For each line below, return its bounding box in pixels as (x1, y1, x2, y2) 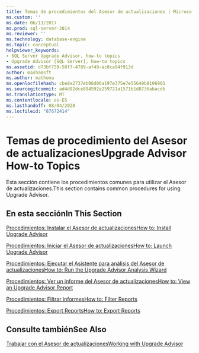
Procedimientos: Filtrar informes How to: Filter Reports (6, 295, 138, 303)
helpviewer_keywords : (6, 48, 60, 53)
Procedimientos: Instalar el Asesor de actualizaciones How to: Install (6, 224, 172, 232)
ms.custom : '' (6, 14, 41, 20)
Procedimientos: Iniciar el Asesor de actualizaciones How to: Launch (6, 242, 172, 250)
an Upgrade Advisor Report (6, 284, 73, 291)
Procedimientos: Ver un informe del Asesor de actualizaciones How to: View (6, 278, 191, 285)
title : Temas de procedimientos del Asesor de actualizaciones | (6, 8, 171, 15)
